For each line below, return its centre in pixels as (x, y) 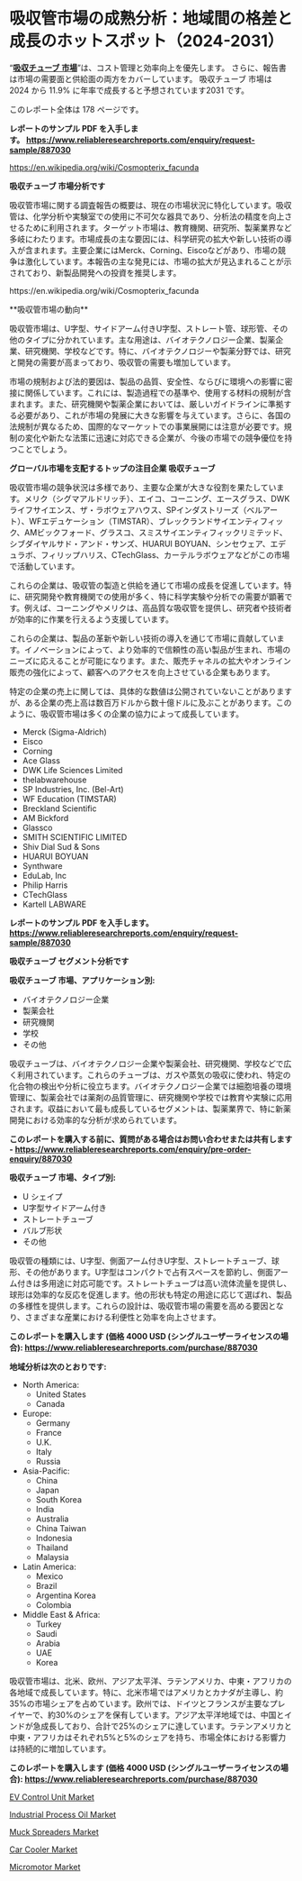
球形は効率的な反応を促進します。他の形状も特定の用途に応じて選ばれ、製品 (151, 1294)
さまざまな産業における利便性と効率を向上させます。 (123, 1317)
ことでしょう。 (44, 449)
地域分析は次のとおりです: (58, 1366)
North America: (50, 1384)
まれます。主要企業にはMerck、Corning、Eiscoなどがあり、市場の (155, 250)
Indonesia (54, 1538)
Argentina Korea (66, 1595)
